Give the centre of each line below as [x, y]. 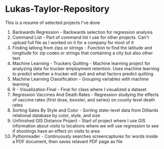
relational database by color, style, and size [56, 115]
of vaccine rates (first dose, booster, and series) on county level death [83, 99]
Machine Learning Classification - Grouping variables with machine [81, 79]
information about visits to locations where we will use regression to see [85, 125]
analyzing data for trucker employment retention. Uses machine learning [86, 68]
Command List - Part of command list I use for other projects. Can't [81, 37]
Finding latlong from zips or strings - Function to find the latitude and [82, 48]
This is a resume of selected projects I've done [52, 23]
